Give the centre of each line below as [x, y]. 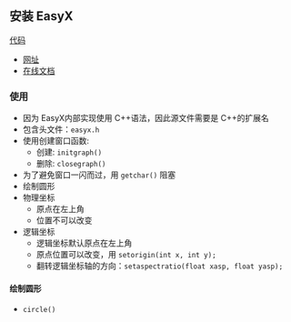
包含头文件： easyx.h [61, 129]
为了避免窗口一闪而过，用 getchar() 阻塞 [99, 175]
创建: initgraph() [69, 152]
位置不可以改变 [64, 220]
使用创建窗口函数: [55, 141]
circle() [39, 310]
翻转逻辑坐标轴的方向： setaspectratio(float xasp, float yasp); [160, 266]
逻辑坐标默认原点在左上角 [84, 243]
